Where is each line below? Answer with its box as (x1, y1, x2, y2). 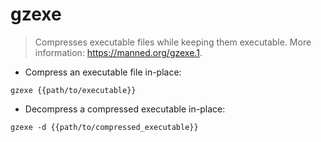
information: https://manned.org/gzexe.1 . (34, 46, 203, 58)
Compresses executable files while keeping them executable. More (34, 36, 312, 48)
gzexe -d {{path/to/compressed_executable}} (10, 122, 199, 132)
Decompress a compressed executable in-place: (24, 103, 226, 115)
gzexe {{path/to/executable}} (10, 85, 137, 95)
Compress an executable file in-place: (24, 66, 182, 78)
